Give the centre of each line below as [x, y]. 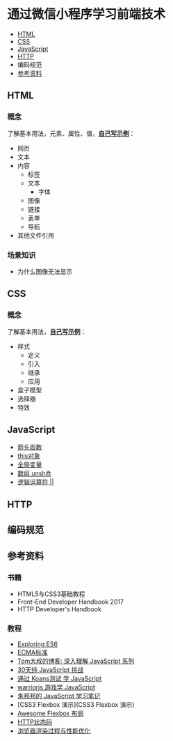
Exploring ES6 [37, 644]
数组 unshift [34, 473]
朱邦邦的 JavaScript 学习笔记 [59, 696]
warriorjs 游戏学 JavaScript [56, 687]
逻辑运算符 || [35, 482]
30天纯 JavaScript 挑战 [50, 670]
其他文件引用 [35, 235]
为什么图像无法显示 [45, 271]
